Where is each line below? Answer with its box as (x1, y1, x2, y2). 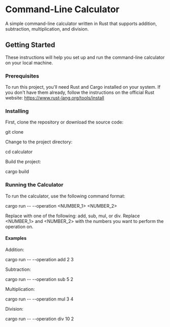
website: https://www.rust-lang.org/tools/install (5, 95, 104, 101)
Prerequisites (5, 72, 39, 80)
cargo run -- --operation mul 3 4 (5, 296, 74, 302)
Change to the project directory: (5, 139, 73, 145)
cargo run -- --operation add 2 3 (5, 256, 74, 262)
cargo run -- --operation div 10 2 (5, 315, 74, 322)
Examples (5, 235, 27, 241)
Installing (5, 107, 29, 114)
